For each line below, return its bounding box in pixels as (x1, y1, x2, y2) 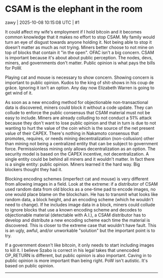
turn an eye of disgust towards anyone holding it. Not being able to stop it (5, 39, 152, 45)
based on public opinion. (5, 262, 55, 268)
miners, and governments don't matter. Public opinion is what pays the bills (5, 60, 155, 66)
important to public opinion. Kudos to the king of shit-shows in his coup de (5, 79, 154, 86)
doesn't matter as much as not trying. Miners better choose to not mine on (5, 44, 154, 50)
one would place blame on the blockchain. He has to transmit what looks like (5, 191, 158, 197)
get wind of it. (5, 90, 33, 96)
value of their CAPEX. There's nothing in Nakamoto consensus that (5, 130, 139, 136)
